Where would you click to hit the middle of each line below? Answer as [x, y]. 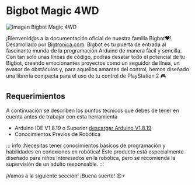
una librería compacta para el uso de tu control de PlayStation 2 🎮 [86, 76]
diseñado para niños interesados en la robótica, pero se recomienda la [91, 158]
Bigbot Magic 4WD [53, 11]
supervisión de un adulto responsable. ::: [55, 164]
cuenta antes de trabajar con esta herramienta [62, 116]
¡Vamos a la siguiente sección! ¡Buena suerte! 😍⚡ [66, 176]
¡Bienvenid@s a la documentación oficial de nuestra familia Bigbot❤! [89, 38]
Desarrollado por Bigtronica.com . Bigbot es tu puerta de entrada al [86, 44]
